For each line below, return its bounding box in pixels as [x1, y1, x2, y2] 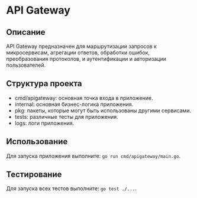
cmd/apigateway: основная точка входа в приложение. [14, 94, 153, 101]
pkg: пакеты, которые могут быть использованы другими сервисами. [14, 107, 191, 114]
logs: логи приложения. [14, 119, 75, 126]
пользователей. [6, 61, 46, 69]
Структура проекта [6, 79, 82, 89]
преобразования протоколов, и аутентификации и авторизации [6, 56, 167, 62]
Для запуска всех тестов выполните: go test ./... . [6, 185, 137, 192]
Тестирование [6, 170, 62, 180]
